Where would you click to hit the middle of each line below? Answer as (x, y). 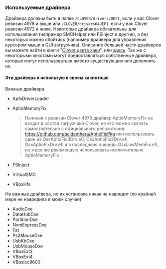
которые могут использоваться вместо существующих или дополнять (81, 61)
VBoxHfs (21, 184)
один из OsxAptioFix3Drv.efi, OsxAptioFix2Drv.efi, (77, 139)
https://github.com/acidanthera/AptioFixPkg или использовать (90, 133)
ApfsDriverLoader (31, 98)
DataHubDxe (25, 214)
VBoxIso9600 (26, 262)
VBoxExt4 (23, 256)
